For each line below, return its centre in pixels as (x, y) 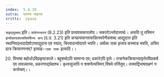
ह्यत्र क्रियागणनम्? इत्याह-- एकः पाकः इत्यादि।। (41, 49)
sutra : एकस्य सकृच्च (24, 14)
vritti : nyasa (21, 19)
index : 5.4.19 (21, 10)
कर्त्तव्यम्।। (22, 70)
